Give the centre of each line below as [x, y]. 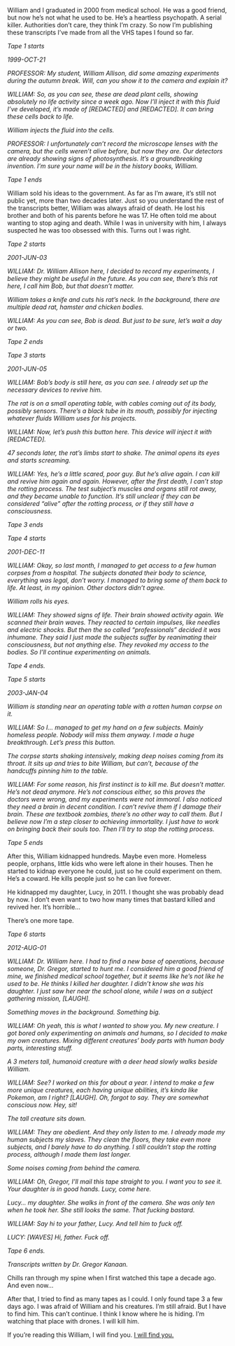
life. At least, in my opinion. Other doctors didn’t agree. [86, 588]
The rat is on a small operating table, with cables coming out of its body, [112, 403]
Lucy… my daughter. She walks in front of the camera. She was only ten [111, 1202]
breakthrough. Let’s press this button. [62, 742]
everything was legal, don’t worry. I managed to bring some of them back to [117, 580]
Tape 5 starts [27, 679]
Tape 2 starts [27, 244]
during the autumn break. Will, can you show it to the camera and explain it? [117, 81]
